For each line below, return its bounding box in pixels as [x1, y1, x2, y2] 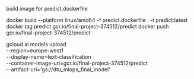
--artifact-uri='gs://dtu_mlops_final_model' [6, 66, 111, 73]
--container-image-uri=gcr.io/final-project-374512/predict [6, 59, 148, 67]
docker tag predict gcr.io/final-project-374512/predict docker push [6, 23, 169, 30]
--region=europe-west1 [6, 47, 64, 54]
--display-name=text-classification [6, 53, 92, 60]
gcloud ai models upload [6, 41, 66, 48]
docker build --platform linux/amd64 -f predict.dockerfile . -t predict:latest [6, 17, 188, 23]
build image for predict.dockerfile [6, 5, 88, 12]
